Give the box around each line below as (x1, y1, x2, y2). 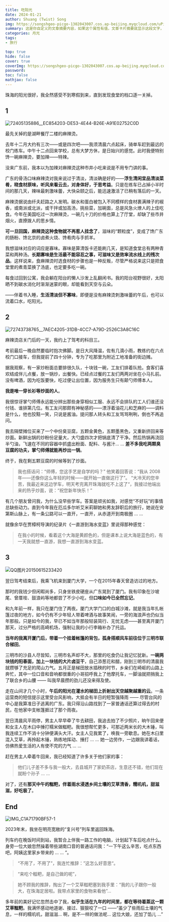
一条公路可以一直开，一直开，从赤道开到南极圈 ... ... (36, 510, 143, 516)
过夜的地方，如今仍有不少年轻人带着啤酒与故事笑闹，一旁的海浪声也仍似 (9, 612, 159, 618)
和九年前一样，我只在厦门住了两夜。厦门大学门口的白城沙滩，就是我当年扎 (5, 606, 159, 612)
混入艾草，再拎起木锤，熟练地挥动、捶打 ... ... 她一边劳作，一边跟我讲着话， (5, 737, 162, 743)
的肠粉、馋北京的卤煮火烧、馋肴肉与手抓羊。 (5, 234, 98, 240)
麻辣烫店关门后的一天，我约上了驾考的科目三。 (5, 337, 102, 343)
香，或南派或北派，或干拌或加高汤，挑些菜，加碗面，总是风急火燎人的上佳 (5, 205, 159, 211)
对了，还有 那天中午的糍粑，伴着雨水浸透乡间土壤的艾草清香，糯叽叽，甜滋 (5, 781, 159, 787)
